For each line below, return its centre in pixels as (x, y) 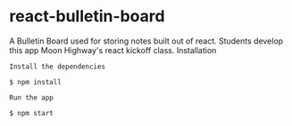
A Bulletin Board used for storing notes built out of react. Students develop (146, 41)
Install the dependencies (57, 67)
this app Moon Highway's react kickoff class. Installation (113, 50)
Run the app (31, 98)
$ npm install (36, 82)
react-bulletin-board (87, 16)
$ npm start (31, 113)
